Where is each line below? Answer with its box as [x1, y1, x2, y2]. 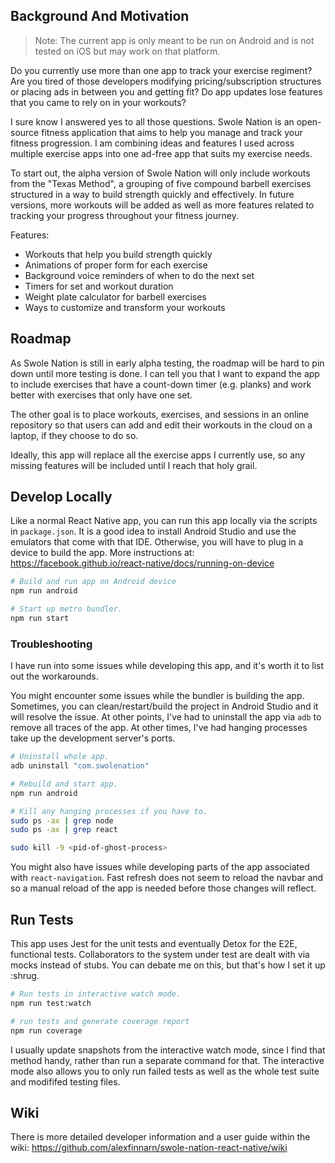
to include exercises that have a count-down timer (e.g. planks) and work [10, 378, 312, 390]
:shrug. [10, 970, 40, 982]
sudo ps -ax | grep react [10, 825, 118, 835]
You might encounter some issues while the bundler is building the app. [10, 690, 305, 702]
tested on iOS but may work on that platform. [34, 45, 221, 57]
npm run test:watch [10, 998, 92, 1008]
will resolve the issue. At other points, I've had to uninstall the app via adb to [10, 711, 322, 723]
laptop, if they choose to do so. [10, 429, 139, 441]
